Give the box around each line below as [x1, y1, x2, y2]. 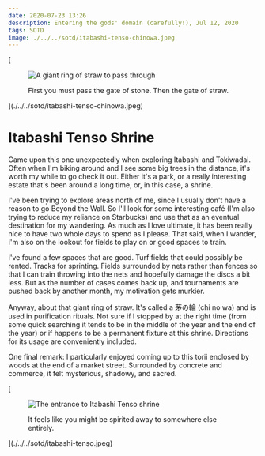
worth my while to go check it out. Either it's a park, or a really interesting [8, 171, 247, 182]
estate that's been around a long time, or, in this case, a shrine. [8, 180, 214, 190]
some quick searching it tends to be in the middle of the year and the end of [8, 320, 256, 330]
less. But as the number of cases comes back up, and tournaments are [8, 278, 239, 288]
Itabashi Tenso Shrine [8, 129, 155, 147]
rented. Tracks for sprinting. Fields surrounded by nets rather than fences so [8, 262, 258, 271]
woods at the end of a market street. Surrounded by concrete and [8, 360, 223, 370]
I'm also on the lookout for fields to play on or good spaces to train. [8, 238, 227, 247]
